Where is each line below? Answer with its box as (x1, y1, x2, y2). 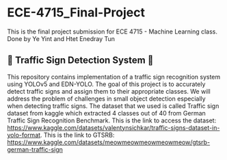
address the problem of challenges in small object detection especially (7, 94, 206, 103)
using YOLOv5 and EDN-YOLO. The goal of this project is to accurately (7, 80, 206, 88)
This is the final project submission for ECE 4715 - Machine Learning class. (7, 27, 217, 36)
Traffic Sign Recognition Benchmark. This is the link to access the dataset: (7, 116, 217, 124)
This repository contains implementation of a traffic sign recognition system (7, 72, 221, 81)
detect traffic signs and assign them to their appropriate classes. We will (7, 87, 211, 95)
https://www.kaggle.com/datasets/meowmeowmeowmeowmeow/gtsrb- (7, 138, 211, 146)
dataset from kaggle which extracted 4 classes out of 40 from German (7, 109, 206, 117)
